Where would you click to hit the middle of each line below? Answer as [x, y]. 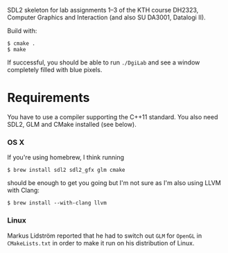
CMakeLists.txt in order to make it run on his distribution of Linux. [101, 243]
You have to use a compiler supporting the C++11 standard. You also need [113, 116]
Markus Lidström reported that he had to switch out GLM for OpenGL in [105, 236]
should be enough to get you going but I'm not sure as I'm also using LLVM [114, 183]
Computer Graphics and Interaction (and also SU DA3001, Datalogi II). [106, 17]
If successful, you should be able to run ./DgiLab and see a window [104, 62]
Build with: [22, 31]
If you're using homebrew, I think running [66, 157]
